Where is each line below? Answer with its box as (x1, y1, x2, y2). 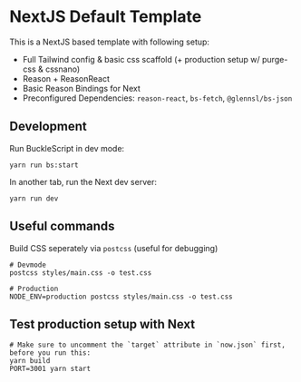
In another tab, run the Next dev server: (9, 176, 157, 187)
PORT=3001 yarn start (9, 365, 92, 374)
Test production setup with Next (9, 316, 196, 332)
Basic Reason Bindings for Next (22, 83, 141, 93)
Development (9, 119, 88, 134)
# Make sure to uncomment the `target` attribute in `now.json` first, (9, 340, 286, 350)
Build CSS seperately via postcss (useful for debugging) (9, 242, 218, 253)
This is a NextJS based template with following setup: (9, 36, 210, 47)
